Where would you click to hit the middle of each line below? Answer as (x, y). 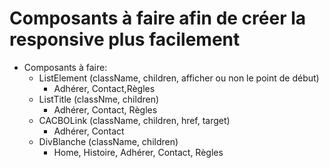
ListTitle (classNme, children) (99, 99)
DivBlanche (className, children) (108, 141)
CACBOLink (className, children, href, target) (134, 120)
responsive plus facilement (125, 39)
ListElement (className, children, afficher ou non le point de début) (179, 78)
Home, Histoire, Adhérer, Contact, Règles (138, 152)
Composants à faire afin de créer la (158, 18)
